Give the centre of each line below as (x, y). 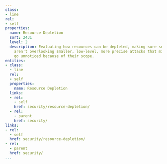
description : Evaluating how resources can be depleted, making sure (83, 47)
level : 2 (19, 42)
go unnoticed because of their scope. (54, 56)
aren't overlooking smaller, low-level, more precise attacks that (85, 51)
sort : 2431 (21, 38)
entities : (15, 61)
